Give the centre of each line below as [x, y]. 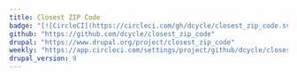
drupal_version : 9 [43, 58]
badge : [21, 26]
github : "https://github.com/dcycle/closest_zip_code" [112, 34]
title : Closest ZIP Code [55, 17]
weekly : [23, 50]
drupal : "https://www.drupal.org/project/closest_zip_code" [122, 42]
